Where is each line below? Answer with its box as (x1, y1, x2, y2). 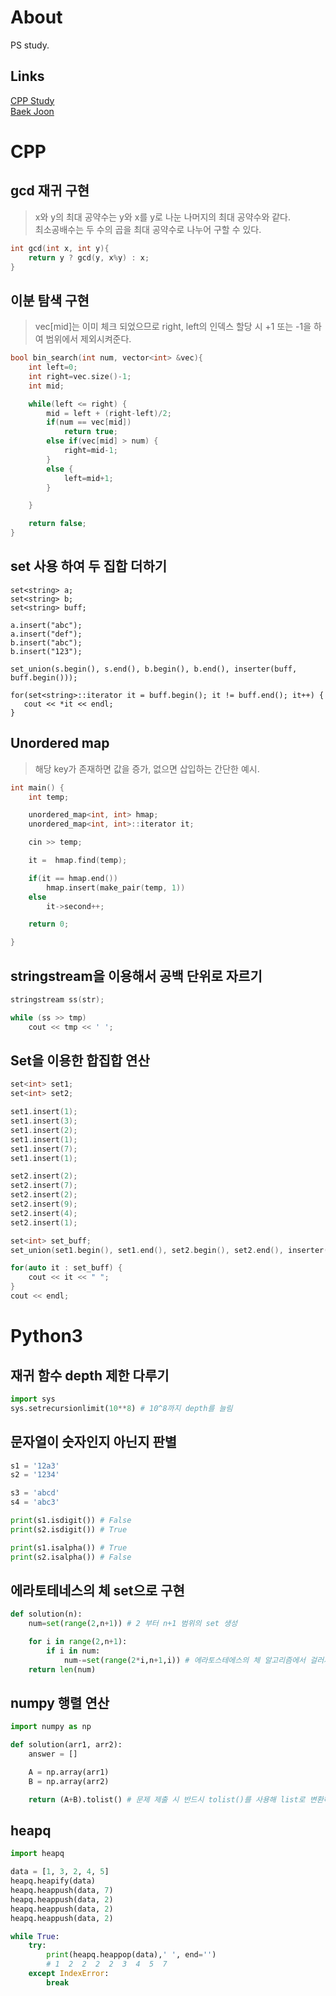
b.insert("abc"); (10, 637, 83, 648)
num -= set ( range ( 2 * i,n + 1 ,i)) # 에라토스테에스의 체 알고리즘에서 (63, 1655, 307, 1665)
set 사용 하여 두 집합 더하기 (10, 558, 168, 575)
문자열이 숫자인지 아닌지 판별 (10, 1434, 178, 1451)
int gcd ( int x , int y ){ (10, 243, 110, 253)
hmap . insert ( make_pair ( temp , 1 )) (46, 882, 186, 893)
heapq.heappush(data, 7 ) (10, 1886, 114, 1896)
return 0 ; (28, 919, 70, 930)
